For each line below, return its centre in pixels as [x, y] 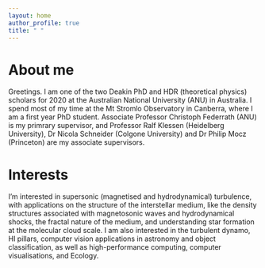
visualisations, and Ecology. [54, 256]
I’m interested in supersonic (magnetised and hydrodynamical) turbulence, [130, 196]
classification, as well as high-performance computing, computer [115, 247]
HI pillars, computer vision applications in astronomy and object [112, 239]
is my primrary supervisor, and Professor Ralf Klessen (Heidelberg [116, 126]
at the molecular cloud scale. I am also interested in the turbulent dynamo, [129, 231]
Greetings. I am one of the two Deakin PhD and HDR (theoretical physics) [128, 91]
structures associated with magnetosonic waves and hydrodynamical [121, 214]
